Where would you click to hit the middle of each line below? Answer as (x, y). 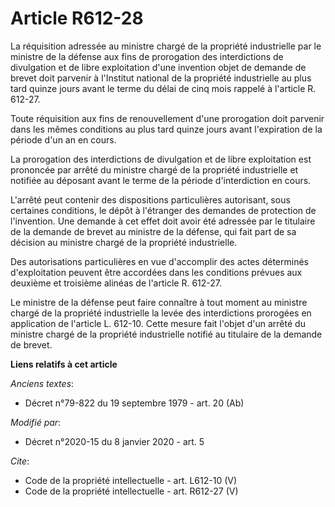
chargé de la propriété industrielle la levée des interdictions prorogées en (161, 313)
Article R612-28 (77, 18)
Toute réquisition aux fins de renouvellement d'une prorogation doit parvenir (167, 118)
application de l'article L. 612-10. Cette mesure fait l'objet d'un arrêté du (158, 323)
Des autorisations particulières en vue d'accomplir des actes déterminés (159, 261)
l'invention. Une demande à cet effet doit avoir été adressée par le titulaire (163, 221)
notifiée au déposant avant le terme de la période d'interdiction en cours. (161, 180)
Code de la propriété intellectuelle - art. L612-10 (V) (131, 480)
